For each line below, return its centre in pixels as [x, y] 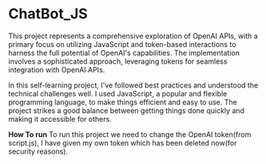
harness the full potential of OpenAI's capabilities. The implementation [124, 53]
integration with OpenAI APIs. [57, 69]
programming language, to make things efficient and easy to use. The [123, 102]
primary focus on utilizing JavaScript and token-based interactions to [122, 44]
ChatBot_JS [48, 14]
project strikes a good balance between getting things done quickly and [127, 110]
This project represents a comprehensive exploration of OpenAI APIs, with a [133, 36]
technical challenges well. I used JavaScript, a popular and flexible [118, 93]
